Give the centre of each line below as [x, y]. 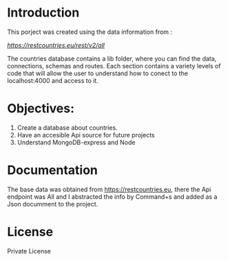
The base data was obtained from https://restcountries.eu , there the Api [109, 189]
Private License [29, 251]
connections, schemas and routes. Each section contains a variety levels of [114, 66]
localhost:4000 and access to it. [53, 80]
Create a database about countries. [68, 127]
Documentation [53, 170]
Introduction [43, 13]
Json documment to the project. [53, 204]
